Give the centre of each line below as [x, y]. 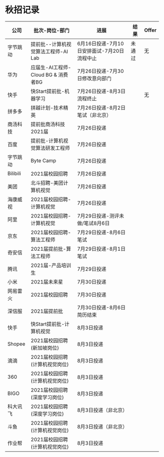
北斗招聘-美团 [47, 183]
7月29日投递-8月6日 [102, 232]
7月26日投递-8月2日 [102, 108]
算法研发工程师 [53, 148]
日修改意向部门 [94, 78]
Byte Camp [43, 160]
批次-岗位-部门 [51, 30]
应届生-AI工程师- [51, 67]
